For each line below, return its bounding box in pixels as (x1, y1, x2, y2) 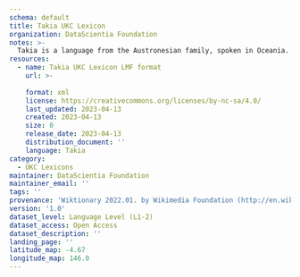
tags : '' (9, 188, 42, 197)
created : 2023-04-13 (25, 113, 102, 122)
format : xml (25, 88, 70, 97)
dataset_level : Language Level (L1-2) (9, 212, 154, 222)
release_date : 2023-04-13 (25, 130, 122, 138)
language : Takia (25, 146, 87, 155)
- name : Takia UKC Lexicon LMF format (17, 63, 162, 72)
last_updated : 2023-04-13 (25, 105, 122, 113)
